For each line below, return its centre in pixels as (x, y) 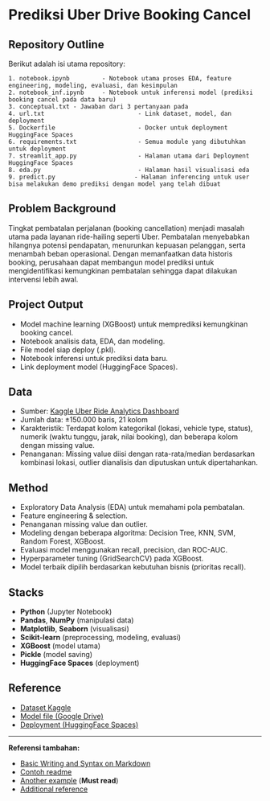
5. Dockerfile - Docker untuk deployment (118, 128)
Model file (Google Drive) (61, 716)
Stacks (26, 592)
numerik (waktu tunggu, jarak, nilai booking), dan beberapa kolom (129, 437)
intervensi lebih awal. (43, 279)
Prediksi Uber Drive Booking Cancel (130, 15)
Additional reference (54, 789)
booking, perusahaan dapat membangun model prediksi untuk (111, 262)
